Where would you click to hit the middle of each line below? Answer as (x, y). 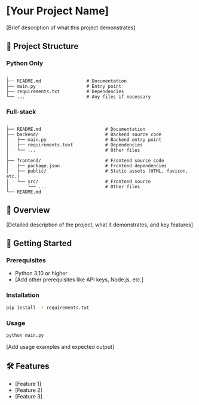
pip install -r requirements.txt (48, 308)
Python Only (25, 63)
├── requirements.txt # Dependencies (65, 91)
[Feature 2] (29, 390)
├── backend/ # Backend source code (84, 134)
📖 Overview (28, 210)
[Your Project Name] (58, 11)
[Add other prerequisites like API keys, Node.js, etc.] (79, 280)
